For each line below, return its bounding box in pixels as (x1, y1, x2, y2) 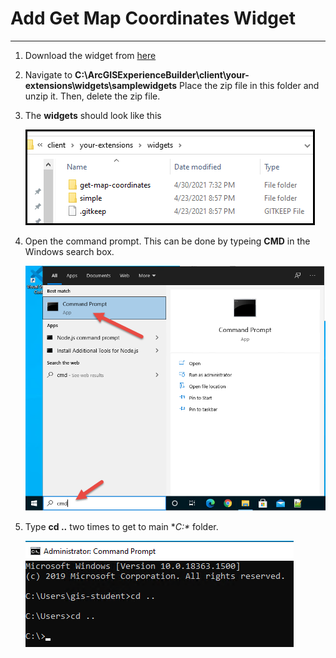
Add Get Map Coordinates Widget (10, 7, 296, 30)
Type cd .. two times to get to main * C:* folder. (24, 521, 219, 533)
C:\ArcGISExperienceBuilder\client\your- (74, 68, 250, 81)
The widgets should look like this (24, 109, 162, 121)
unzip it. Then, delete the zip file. (24, 90, 161, 102)
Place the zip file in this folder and (179, 79, 320, 91)
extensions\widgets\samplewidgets (24, 79, 178, 91)
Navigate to (24, 68, 73, 81)
